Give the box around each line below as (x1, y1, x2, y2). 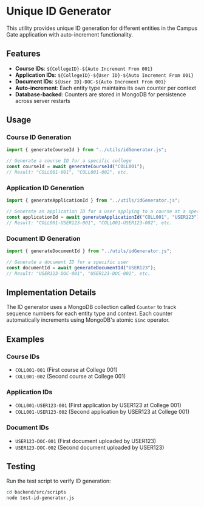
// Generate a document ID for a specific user (6, 259, 129, 265)
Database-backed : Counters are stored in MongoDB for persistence (15, 90, 186, 98)
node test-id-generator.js (6, 495, 75, 501)
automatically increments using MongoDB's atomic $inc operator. (6, 316, 170, 324)
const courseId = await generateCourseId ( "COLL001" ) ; (6, 163, 146, 170)
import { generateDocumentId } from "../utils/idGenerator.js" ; (6, 248, 172, 254)
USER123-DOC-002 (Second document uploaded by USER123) (15, 444, 165, 451)
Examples (6, 334, 44, 344)
